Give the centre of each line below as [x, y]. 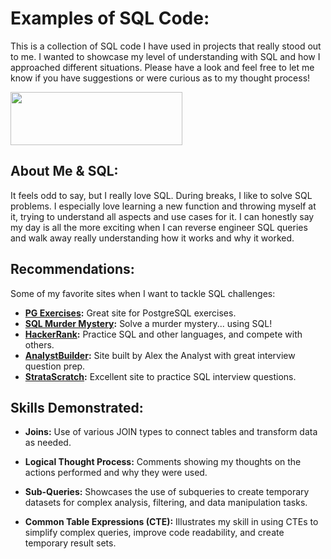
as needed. [48, 443]
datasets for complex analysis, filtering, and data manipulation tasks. [166, 503]
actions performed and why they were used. [116, 473]
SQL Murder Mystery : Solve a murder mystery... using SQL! [148, 323]
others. [39, 344]
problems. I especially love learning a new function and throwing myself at [163, 206]
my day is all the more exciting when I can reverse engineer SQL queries [159, 227]
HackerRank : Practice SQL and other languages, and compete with [163, 334]
